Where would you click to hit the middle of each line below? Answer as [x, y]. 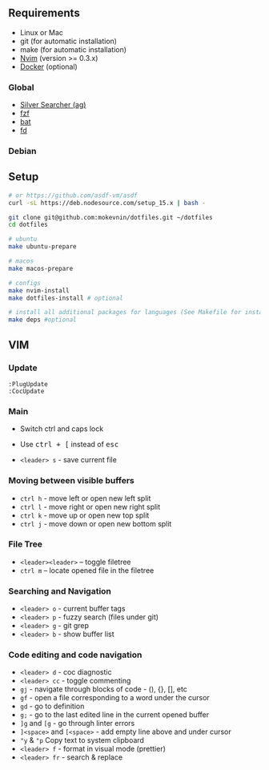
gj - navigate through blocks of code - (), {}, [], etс [104, 689]
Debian [22, 151]
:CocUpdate [26, 391]
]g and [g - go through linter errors [77, 724]
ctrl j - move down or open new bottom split [96, 523]
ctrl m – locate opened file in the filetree [87, 570]
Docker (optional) [48, 67]
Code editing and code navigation [75, 655]
